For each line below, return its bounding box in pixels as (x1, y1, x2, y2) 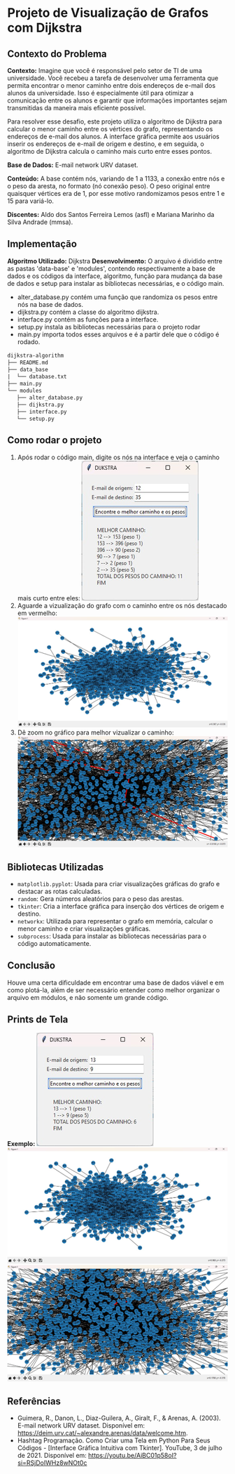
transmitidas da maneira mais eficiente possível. (7, 104, 146, 112)
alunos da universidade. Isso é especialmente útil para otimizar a (7, 89, 194, 97)
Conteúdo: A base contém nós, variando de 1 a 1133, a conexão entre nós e (7, 174, 225, 183)
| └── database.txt (7, 373, 68, 380)
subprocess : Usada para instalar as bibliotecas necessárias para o (17, 932, 207, 940)
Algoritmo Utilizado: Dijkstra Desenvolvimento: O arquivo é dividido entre (7, 256, 222, 265)
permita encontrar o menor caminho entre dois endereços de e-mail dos (7, 81, 215, 89)
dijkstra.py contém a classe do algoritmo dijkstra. (17, 308, 159, 316)
